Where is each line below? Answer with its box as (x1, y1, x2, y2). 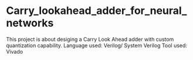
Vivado (6, 48, 23, 55)
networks (6, 16, 54, 30)
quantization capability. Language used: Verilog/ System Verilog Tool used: (6, 42, 188, 49)
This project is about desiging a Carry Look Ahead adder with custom (6, 36, 174, 43)
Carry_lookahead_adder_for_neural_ (6, 4, 187, 17)
